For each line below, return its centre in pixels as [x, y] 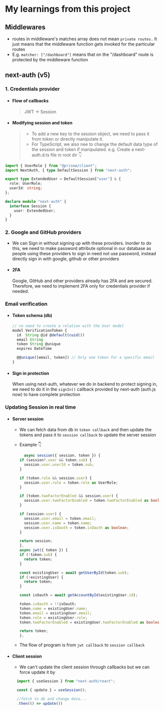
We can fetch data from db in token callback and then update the [85, 430]
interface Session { [30, 206]
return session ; [36, 541]
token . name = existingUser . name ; [53, 609]
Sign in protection [31, 373]
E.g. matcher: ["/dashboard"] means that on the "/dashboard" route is [83, 54]
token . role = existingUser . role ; [53, 618]
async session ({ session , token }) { [62, 456]
